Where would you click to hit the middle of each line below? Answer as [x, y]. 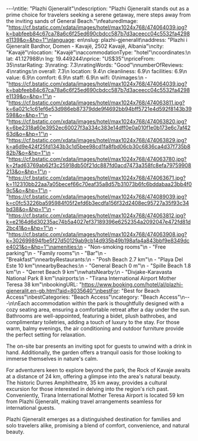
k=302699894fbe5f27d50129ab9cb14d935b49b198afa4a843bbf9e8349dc [98, 241]
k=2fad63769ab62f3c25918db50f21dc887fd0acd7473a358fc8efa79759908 [99, 165]
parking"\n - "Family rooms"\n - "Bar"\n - [57, 253]
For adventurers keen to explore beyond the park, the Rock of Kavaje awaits [98, 370]
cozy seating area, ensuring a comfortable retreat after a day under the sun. [98, 310]
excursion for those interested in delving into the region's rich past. [88, 389]
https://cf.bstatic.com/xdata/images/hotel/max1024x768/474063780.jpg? [98, 159]
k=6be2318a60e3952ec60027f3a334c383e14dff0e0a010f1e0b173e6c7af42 [98, 128]
